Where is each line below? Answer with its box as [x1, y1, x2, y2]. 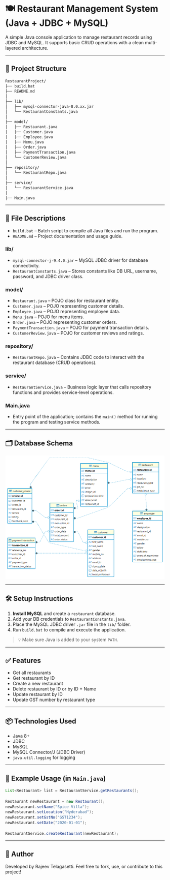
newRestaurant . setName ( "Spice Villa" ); [5, 804, 90, 809]
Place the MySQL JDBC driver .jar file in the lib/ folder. [12, 621, 131, 627]
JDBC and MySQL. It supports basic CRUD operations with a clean [5, 39, 144, 45]
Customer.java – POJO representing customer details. [12, 303, 124, 309]
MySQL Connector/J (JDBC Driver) [12, 749, 86, 755]
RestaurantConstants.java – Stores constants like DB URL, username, [12, 268, 158, 274]
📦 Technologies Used [5, 717, 77, 725]
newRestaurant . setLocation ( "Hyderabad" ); [5, 809, 94, 815]
